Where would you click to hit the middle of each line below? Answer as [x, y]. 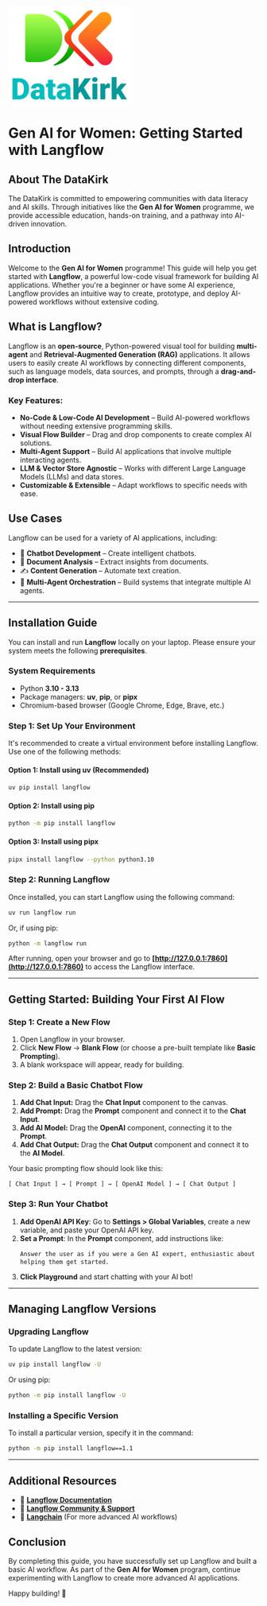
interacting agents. [50, 460]
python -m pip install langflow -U [67, 1395]
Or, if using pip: [33, 928]
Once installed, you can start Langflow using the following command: [122, 897]
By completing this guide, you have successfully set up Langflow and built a [133, 1561]
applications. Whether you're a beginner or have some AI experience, [122, 285]
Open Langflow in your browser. [72, 1039]
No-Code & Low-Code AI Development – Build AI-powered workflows [135, 417]
